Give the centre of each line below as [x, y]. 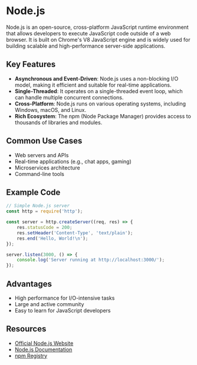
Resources [26, 329]
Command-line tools [40, 174]
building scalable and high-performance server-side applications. [86, 46]
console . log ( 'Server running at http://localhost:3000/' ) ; [91, 260]
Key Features [31, 64]
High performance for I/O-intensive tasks [65, 298]
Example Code [33, 192]
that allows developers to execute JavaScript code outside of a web [88, 33]
